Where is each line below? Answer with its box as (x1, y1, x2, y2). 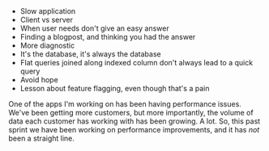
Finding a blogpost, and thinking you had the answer (19, 32, 196, 42)
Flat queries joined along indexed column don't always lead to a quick (19, 58, 254, 68)
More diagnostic (19, 40, 75, 51)
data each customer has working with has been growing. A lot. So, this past (8, 116, 261, 126)
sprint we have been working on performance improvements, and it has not (8, 125, 260, 135)
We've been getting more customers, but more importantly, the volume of (8, 108, 254, 118)
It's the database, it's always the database (19, 49, 161, 59)
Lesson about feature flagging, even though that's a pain (19, 84, 210, 94)
